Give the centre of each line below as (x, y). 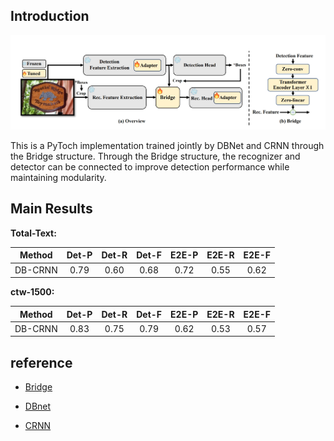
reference (41, 362)
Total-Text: (33, 233)
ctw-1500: (32, 292)
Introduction (50, 16)
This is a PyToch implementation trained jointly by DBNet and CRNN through (167, 146)
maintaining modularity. (58, 178)
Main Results (51, 209)
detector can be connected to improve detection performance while (150, 167)
